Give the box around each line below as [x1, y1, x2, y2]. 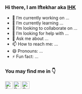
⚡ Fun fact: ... [12, 54, 39, 59]
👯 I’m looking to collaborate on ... [12, 25, 78, 31]
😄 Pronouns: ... [12, 48, 43, 54]
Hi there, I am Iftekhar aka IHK [5, 4, 76, 11]
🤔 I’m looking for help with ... [12, 31, 69, 37]
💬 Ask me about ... [12, 36, 49, 41]
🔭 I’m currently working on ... [12, 15, 69, 21]
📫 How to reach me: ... [12, 41, 58, 47]
